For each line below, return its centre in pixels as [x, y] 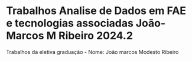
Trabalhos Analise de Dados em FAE [96, 11]
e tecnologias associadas [70, 23]
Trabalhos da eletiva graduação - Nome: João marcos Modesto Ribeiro [92, 52]
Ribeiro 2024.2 [95, 36]
